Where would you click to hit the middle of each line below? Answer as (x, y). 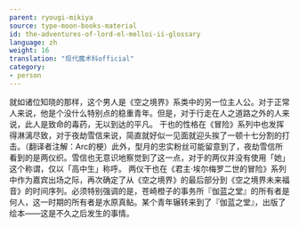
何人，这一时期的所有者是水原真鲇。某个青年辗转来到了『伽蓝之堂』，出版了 (148, 202)
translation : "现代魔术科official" (72, 59)
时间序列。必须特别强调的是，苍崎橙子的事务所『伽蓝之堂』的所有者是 (161, 191)
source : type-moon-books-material (73, 26)
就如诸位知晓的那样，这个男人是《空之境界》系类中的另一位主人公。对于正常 (149, 101)
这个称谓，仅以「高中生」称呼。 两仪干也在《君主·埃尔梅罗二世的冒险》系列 (148, 168)
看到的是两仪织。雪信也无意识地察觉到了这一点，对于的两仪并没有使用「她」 (149, 158)
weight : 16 (29, 51)
